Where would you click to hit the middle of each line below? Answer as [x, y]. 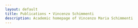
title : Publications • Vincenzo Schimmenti [50, 14]
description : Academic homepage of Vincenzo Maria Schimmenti [69, 18]
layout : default [21, 9]
